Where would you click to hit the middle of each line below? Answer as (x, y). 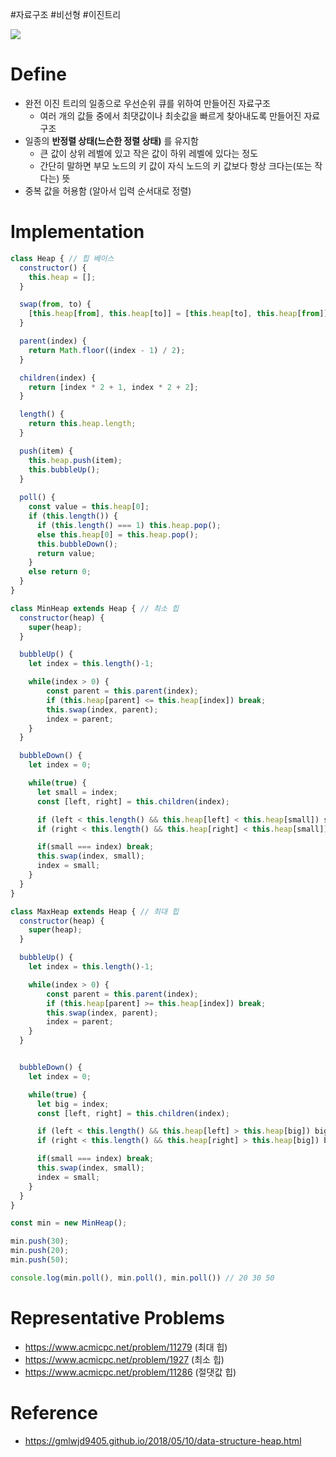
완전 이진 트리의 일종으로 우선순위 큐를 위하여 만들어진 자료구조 (147, 103)
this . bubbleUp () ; (64, 469)
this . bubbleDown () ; (77, 544)
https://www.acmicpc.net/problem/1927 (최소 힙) (124, 1359)
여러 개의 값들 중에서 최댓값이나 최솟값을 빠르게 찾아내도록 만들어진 (170, 115)
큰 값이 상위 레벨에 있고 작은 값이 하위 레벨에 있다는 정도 (149, 153)
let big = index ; (73, 1104)
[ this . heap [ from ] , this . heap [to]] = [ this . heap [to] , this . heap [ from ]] (178, 314)
